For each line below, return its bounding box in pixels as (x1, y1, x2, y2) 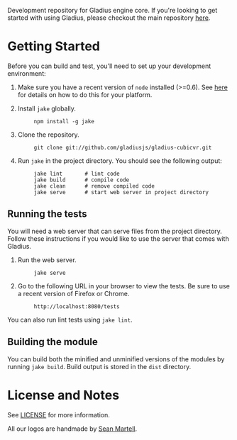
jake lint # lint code (33, 170, 120, 177)
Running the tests (7, 208, 87, 220)
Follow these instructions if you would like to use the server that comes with (7, 234, 229, 243)
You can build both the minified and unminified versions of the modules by (7, 354, 225, 363)
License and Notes (7, 387, 119, 403)
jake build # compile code (33, 176, 130, 184)
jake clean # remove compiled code (33, 182, 155, 190)
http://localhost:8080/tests (33, 303, 120, 310)
